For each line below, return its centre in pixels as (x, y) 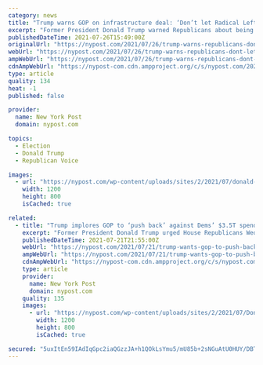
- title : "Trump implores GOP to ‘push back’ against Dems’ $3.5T (126, 225)
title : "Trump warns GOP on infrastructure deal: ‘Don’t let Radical (124, 23)
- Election (33, 146)
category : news (33, 15)
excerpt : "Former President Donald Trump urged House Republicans (133, 232)
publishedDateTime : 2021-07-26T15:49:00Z (77, 37)
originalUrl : (29, 45)
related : (22, 218)
